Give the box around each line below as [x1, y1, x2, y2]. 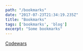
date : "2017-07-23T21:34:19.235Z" [5, 12, 79, 17]
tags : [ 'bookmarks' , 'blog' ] [5, 21, 67, 27]
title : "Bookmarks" [5, 17, 47, 22]
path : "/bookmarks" [5, 7, 47, 13]
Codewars [5, 40, 27, 46]
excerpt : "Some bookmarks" [5, 27, 63, 32]
